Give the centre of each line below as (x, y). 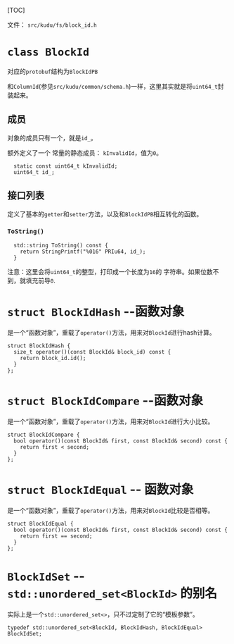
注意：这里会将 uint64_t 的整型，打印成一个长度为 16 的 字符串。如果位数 (110, 271)
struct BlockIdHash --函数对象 (96, 312)
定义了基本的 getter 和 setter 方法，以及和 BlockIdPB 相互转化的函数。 (105, 213)
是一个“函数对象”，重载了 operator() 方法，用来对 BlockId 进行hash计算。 (111, 332)
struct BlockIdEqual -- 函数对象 (100, 489)
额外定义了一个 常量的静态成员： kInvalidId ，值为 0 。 (85, 153)
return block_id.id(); (53, 358)
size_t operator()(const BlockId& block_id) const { (92, 352)
